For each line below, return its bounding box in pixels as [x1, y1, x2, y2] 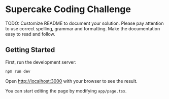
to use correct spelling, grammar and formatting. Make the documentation [5, 25, 160, 31]
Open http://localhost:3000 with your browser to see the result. [5, 78, 138, 84]
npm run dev [5, 69, 30, 74]
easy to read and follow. [5, 31, 56, 37]
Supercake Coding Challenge [5, 4, 131, 15]
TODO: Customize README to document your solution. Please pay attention [5, 20, 164, 26]
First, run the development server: [5, 59, 77, 65]
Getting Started [5, 45, 55, 54]
